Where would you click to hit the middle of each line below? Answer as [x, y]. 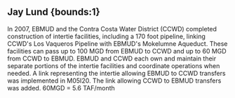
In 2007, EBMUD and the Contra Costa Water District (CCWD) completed [112, 28]
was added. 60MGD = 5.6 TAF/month [61, 88]
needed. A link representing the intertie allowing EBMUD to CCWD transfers [116, 73]
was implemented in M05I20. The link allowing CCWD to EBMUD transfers [114, 81]
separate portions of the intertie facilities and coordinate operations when [114, 65]
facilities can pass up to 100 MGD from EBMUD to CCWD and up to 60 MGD [117, 51]
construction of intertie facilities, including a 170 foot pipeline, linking [106, 36]
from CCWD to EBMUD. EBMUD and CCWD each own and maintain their [112, 58]
